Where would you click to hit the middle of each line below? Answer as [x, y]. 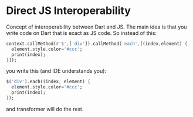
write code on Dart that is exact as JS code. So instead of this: [82, 33]
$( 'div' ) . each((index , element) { [48, 82]
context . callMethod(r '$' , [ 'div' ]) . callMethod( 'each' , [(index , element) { [97, 44]
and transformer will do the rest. [45, 109]
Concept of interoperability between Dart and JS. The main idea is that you [97, 27]
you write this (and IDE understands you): [56, 71]
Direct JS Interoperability [68, 11]
